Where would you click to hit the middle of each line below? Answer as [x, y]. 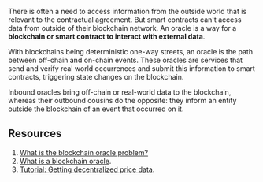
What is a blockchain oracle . [65, 161]
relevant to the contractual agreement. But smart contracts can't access [125, 20]
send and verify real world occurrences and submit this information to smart [132, 69]
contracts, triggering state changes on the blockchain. [96, 77]
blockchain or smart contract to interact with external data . [107, 36]
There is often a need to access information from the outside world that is [128, 11]
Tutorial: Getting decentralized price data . [87, 169]
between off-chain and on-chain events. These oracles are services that [125, 60]
